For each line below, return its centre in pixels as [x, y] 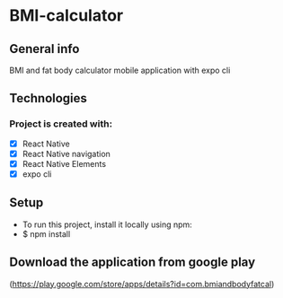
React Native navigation [66, 153]
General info [44, 49]
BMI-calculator [66, 16]
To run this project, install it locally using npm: [107, 224]
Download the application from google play [133, 263]
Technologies [49, 98]
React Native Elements [64, 163]
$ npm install [46, 233]
